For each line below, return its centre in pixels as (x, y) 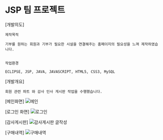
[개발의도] (15, 24)
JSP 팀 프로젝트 (35, 10)
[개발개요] (15, 81)
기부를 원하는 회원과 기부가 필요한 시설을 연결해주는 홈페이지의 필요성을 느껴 (72, 44)
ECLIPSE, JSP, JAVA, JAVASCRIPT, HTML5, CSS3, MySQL (60, 71)
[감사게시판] (17, 122)
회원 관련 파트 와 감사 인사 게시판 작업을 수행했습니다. (54, 92)
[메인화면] (15, 101)
